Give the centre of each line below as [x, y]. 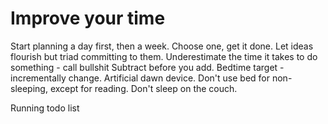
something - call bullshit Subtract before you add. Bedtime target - [147, 67]
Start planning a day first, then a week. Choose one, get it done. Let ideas [162, 46]
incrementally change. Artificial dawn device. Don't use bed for [140, 78]
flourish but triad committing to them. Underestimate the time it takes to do [164, 56]
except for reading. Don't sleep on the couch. [143, 88]
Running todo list [45, 108]
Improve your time [88, 18]
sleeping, [29, 88]
